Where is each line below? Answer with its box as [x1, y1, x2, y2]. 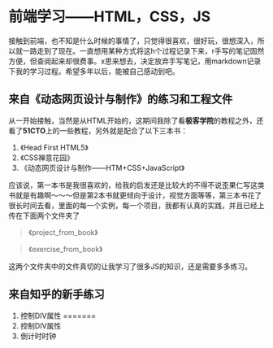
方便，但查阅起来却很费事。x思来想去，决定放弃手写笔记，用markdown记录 [8, 56, 262, 66]
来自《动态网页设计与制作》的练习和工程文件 [8, 93, 233, 107]
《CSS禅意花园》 [19, 152, 75, 163]
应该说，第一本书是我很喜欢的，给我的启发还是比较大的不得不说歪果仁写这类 [8, 180, 265, 189]
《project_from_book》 [28, 227, 98, 237]
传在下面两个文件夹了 [8, 211, 80, 220]
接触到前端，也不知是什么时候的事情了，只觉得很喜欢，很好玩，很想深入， [8, 36, 258, 46]
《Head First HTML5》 [19, 142, 89, 152]
